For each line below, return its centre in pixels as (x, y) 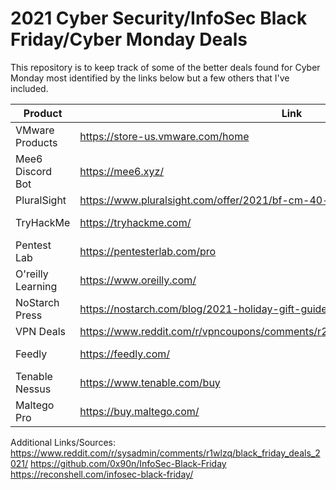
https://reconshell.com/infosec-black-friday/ (102, 474)
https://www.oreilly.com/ (138, 280)
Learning (36, 286)
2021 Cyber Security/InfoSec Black (159, 18)
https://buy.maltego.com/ (139, 411)
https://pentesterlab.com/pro (148, 251)
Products (36, 142)
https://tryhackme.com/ (135, 222)
